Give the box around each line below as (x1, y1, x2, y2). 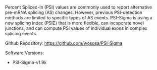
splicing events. (5, 31, 37, 36)
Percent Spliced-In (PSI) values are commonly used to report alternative (5, 4, 152, 10)
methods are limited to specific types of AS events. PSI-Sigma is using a (5, 15, 153, 20)
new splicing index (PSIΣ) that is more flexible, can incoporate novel (5, 20, 144, 26)
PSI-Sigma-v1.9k (12, 60, 47, 65)
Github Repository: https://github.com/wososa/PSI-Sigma (5, 40, 123, 46)
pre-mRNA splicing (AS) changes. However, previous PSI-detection (5, 9, 143, 15)
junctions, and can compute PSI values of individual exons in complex (5, 25, 148, 31)
